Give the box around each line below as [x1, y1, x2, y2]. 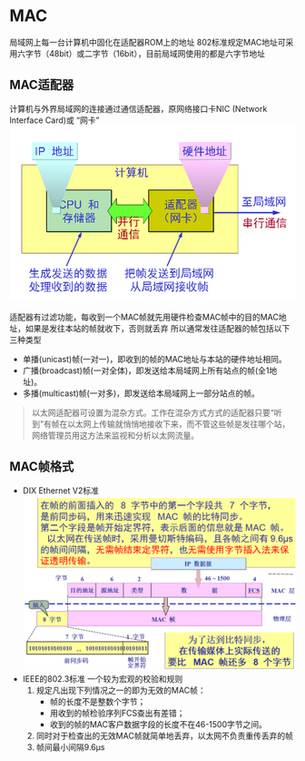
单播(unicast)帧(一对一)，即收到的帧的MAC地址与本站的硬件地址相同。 [22, 353, 288, 364]
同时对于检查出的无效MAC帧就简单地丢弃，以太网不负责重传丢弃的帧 [35, 730, 293, 742]
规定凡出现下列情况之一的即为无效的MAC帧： [35, 685, 206, 696]
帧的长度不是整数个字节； [49, 696, 146, 707]
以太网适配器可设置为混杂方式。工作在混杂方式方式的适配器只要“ [31, 407, 274, 418]
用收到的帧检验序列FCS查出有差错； [49, 707, 185, 719]
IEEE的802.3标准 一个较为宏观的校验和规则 [22, 674, 183, 685]
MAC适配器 [9, 77, 74, 93]
